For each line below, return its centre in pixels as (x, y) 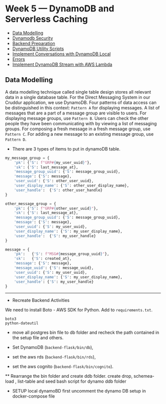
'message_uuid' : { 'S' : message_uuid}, (54, 268)
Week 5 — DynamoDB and (60, 9)
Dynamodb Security (33, 38)
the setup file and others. (38, 338)
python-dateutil (22, 323)
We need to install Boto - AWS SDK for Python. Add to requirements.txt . (79, 310)
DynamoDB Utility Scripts (38, 49)
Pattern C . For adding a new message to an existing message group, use (80, 134)
